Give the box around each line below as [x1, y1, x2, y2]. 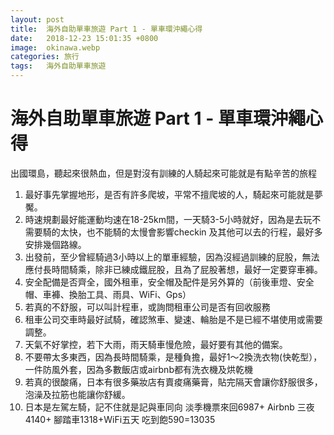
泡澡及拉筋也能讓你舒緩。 [24, 388, 131, 400]
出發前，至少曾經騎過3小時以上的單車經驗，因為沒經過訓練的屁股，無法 [24, 251, 320, 263]
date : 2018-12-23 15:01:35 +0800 [10, 33, 159, 43]
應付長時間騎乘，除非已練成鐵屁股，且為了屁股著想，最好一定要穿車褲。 [24, 263, 323, 275]
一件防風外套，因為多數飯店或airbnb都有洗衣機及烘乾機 [24, 363, 253, 375]
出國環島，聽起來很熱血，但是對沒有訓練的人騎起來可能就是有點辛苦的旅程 [10, 167, 317, 179]
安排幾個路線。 [24, 238, 87, 250]
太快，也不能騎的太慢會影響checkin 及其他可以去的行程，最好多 [59, 226, 323, 238]
